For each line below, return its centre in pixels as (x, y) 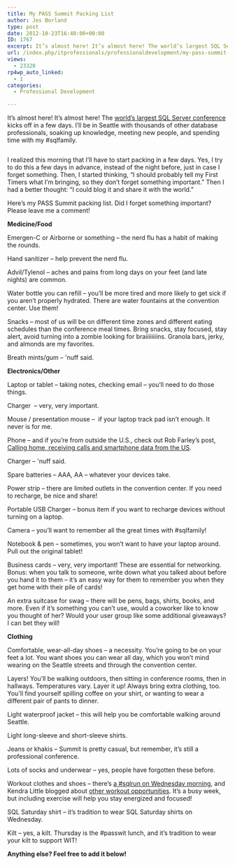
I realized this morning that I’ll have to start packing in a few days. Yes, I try (115, 160)
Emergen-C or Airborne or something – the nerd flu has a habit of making (113, 238)
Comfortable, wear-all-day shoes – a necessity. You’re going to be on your (114, 650)
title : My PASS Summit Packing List (60, 14)
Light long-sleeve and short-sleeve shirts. (67, 736)
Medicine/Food (30, 224)
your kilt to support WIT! (42, 841)
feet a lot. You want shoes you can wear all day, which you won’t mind (108, 658)
